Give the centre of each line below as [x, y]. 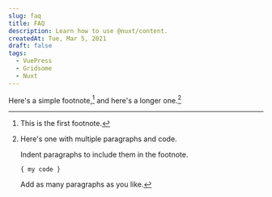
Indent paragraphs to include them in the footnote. [104, 155]
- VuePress [34, 61]
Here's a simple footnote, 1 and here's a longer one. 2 [95, 99]
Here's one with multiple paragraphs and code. [98, 139]
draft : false [30, 46]
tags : [17, 53]
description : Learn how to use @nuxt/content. [88, 31]
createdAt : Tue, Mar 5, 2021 [57, 38]
